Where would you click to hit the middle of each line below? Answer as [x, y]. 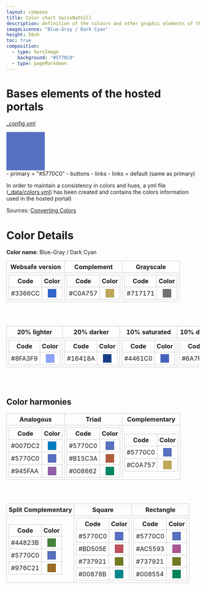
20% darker [91, 332]
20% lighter [35, 332]
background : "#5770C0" [46, 58]
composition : [23, 47]
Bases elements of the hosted [84, 93]
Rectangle [160, 510]
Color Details [40, 235]
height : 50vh [23, 35]
